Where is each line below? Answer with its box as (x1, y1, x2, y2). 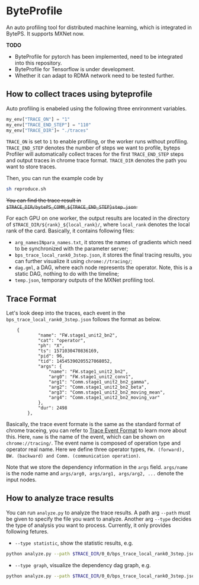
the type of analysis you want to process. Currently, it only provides (6, 522, 171, 529)
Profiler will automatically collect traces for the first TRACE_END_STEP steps (6, 151, 184, 158)
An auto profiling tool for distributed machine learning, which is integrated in (6, 24, 192, 31)
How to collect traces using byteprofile (6, 89, 153, 99)
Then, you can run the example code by (6, 175, 104, 182)
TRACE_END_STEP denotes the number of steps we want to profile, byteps (6, 144, 181, 152)
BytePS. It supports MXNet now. (6, 30, 85, 37)
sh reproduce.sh (6, 186, 46, 192)
